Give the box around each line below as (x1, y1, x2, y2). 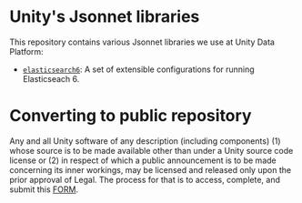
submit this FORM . (9, 184, 79, 195)
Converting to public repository (9, 106, 252, 127)
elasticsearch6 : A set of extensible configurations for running (22, 64, 255, 75)
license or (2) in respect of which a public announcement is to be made (9, 155, 277, 166)
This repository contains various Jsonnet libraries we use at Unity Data (9, 36, 276, 47)
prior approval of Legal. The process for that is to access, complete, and (9, 174, 280, 185)
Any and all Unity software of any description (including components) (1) (9, 135, 281, 147)
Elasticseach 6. (22, 73, 80, 84)
